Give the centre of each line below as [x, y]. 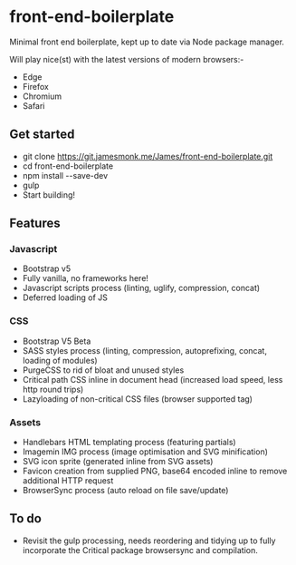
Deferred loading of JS [65, 297]
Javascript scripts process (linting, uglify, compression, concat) [141, 288]
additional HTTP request [68, 481]
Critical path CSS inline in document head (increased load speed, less [153, 379]
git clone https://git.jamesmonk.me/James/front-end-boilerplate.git [148, 156]
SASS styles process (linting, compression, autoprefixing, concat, [144, 350]
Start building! [48, 195]
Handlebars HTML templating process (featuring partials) [129, 443]
